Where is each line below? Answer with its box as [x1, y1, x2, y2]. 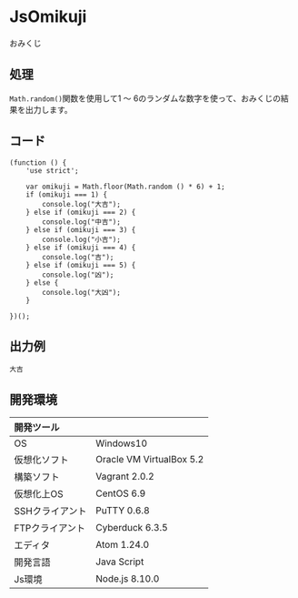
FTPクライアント [14, 522, 86, 534]
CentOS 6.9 [94, 487, 146, 500]
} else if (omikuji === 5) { [25, 260, 136, 269]
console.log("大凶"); [42, 288, 121, 297]
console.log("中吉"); [42, 217, 121, 227]
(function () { [9, 157, 67, 167]
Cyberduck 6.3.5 [94, 522, 168, 534]
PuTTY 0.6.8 [94, 504, 150, 517]
